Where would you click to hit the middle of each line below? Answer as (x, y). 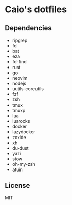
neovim (20, 78)
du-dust (20, 148)
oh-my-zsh (24, 164)
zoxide (19, 137)
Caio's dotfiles (36, 9)
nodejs (19, 83)
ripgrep (20, 40)
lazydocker (24, 132)
